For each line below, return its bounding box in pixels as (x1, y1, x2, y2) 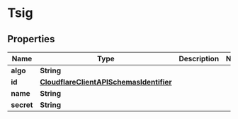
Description (178, 54, 220, 63)
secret (11, 100, 33, 110)
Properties (7, 33, 55, 45)
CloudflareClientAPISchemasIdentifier (40, 77, 172, 87)
